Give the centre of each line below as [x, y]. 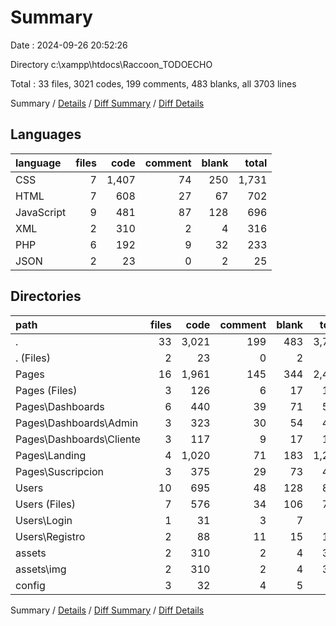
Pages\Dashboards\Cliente [78, 439]
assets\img [41, 569]
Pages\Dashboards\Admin [77, 423]
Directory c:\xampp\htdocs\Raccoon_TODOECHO [111, 64]
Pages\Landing [51, 455]
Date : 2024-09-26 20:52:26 [69, 45]
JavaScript [41, 212]
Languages [46, 134]
